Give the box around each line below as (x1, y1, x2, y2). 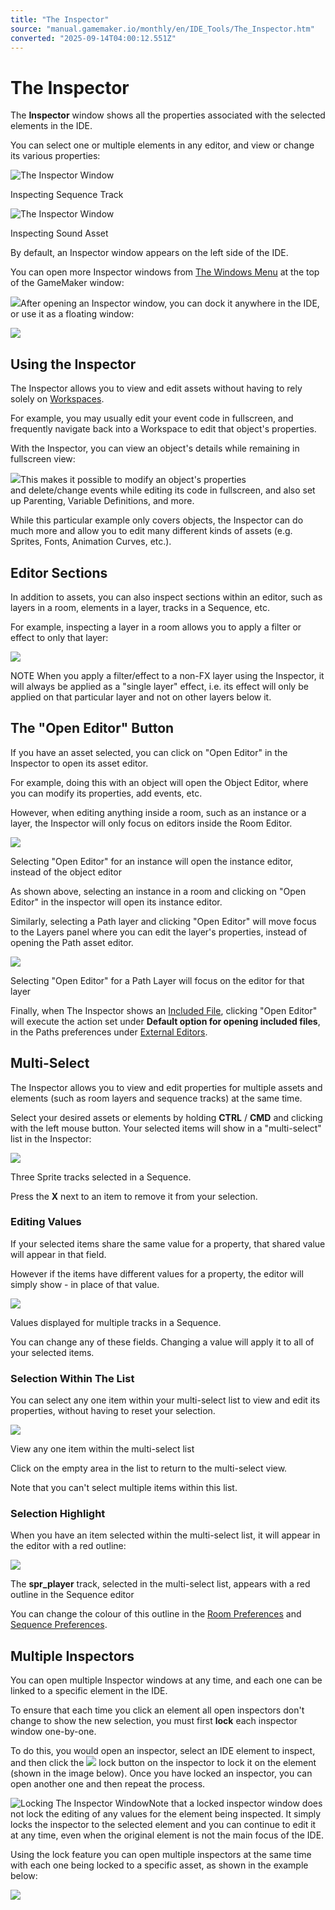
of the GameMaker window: (10, 277, 125, 289)
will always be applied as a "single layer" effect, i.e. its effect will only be (10, 680, 309, 692)
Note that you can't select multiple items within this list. (10, 1482, 238, 1494)
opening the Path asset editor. (10, 936, 134, 948)
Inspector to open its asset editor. (10, 757, 149, 769)
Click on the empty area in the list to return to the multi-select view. (10, 1462, 288, 1475)
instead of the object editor (10, 866, 122, 878)
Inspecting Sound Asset (10, 227, 109, 240)
